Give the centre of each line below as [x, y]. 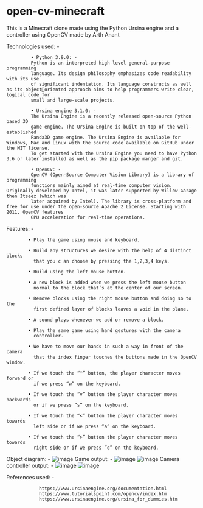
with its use [23, 79]
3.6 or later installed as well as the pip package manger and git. [95, 159]
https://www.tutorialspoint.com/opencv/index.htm [103, 494]
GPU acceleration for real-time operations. [88, 217]
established [21, 132]
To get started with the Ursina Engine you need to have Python [114, 153]
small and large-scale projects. [73, 100]
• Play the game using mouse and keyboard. [84, 240]
